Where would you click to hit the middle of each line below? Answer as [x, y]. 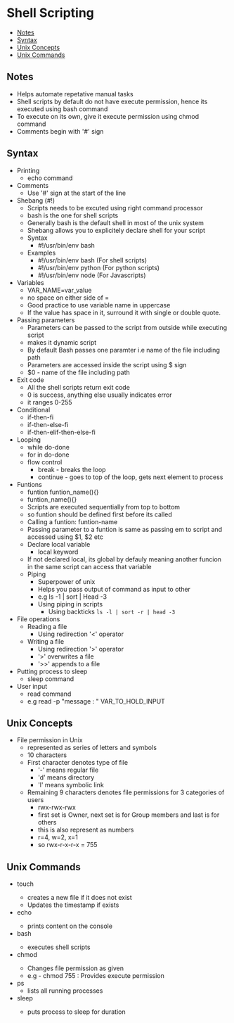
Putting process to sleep [52, 671]
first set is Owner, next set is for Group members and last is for [129, 815]
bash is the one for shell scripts [73, 215]
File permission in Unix [50, 740]
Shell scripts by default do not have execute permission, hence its [112, 101]
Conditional [33, 409]
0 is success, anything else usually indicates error [100, 395]
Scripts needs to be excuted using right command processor [115, 208]
